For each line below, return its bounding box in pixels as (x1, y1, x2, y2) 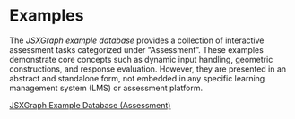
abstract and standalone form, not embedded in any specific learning (9, 72, 265, 83)
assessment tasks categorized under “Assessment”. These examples (9, 44, 265, 55)
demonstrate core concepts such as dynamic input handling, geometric (9, 54, 273, 64)
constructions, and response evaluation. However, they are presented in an (9, 64, 287, 74)
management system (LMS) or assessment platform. (9, 82, 204, 93)
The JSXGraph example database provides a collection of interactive (9, 35, 265, 46)
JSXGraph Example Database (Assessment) (9, 99, 171, 110)
